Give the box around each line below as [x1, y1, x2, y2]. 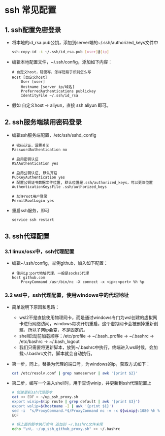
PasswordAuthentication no [11, 147, 67, 152]
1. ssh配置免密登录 [4, 26, 61, 34]
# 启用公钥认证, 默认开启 [11, 170, 58, 175]
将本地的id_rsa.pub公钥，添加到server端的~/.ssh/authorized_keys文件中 [11, 40, 159, 45]
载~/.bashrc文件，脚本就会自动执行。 [19, 350, 95, 356]
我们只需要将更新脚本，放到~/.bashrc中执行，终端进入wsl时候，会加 [19, 344, 158, 350]
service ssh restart [11, 217, 54, 222]
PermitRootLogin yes [11, 198, 54, 203]
